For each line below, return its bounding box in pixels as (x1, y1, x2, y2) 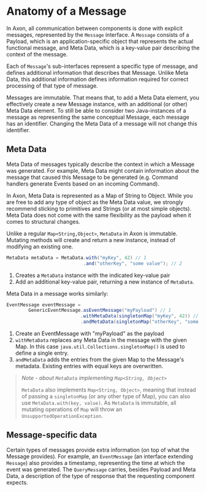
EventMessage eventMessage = (6, 301, 81, 308)
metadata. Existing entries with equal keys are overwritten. (15, 363, 164, 369)
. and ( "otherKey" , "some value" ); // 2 (83, 260, 183, 267)
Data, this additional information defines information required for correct (6, 75, 189, 83)
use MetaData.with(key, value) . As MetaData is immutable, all (21, 399, 177, 406)
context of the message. (6, 50, 68, 58)
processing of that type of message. (6, 81, 98, 89)
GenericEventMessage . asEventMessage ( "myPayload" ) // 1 (28, 308, 172, 314)
